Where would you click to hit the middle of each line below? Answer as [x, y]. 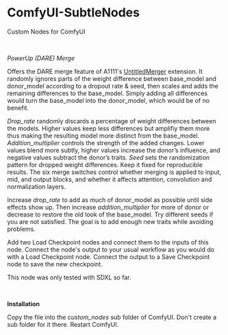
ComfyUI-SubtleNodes [74, 13]
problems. [21, 229]
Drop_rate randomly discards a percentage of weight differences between [112, 121]
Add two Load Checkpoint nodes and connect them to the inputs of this [108, 242]
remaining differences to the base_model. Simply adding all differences [107, 93]
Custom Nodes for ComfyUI [46, 32]
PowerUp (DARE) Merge [41, 58]
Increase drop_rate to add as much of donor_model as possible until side [110, 199]
